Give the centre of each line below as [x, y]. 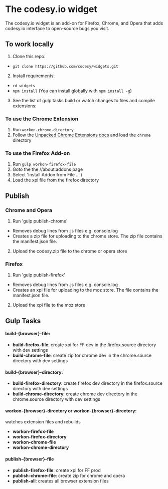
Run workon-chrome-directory [43, 130]
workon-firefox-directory [39, 437]
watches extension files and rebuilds [43, 422]
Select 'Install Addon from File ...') [47, 175]
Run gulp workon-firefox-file [44, 164]
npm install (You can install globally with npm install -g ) [72, 91]
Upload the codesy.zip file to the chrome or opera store [70, 251]
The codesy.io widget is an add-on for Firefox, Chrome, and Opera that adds [84, 23]
